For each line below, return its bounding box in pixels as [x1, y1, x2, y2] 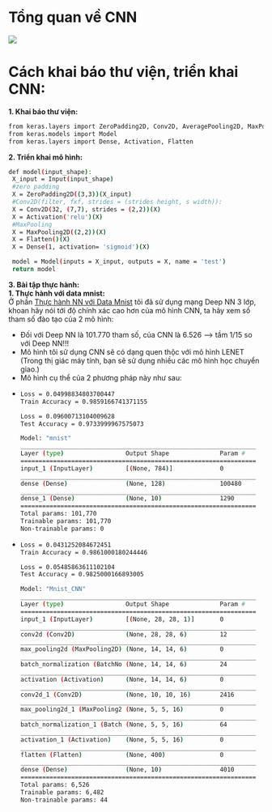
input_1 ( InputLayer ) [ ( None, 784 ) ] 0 [19, 464, 224, 473]
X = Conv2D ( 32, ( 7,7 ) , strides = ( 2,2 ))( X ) [11, 205, 161, 214]
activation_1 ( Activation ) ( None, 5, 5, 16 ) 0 [19, 735, 224, 744]
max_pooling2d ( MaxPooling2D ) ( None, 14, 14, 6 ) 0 [19, 645, 224, 653]
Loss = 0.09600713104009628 [19, 412, 115, 420]
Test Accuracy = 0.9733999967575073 [19, 419, 144, 428]
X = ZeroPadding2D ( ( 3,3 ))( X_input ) [11, 190, 132, 198]
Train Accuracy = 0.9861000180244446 [19, 548, 148, 556]
